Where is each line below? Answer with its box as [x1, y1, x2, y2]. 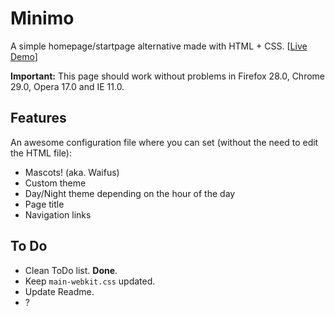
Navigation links [24, 208, 92, 221]
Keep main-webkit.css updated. [24, 275, 156, 287]
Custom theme [24, 177, 87, 189]
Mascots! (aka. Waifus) [24, 166, 120, 178]
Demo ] [10, 50, 38, 62]
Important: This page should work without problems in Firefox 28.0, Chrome [10, 70, 325, 82]
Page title [24, 198, 65, 210]
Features [10, 110, 67, 127]
